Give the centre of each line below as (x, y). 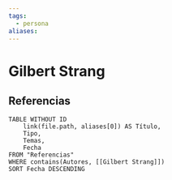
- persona (32, 24)
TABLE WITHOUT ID (38, 120)
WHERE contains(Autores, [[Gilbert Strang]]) (86, 162)
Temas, (34, 141)
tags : (17, 16)
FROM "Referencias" (41, 155)
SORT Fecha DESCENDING (47, 169)
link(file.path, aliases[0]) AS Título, (92, 126)
